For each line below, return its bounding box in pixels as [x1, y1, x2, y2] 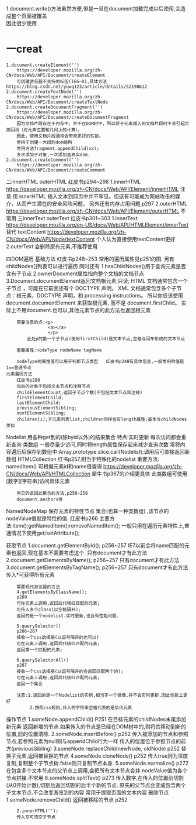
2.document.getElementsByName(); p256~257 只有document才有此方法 [6, 556, 180, 563]
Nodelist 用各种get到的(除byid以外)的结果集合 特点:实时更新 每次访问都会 [6, 433, 181, 440]
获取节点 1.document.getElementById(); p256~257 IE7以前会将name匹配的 [6, 542, 185, 549]
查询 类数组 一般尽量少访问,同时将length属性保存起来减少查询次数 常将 [10, 441, 181, 448]
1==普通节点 [6, 365, 32, 371]
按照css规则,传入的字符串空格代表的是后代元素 [34, 704, 132, 710]
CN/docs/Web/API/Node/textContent [6, 235, 95, 242]
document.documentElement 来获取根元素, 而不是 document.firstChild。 [6, 299, 180, 306]
